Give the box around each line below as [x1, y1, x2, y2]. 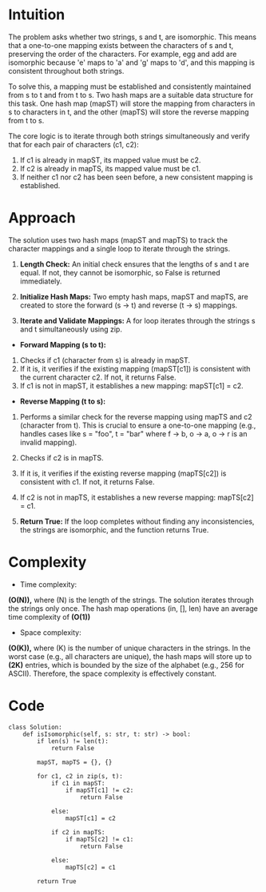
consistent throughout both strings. [8, 66, 125, 75]
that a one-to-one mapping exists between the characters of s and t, [8, 40, 234, 50]
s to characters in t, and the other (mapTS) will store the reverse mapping [8, 106, 249, 117]
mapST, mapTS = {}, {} [37, 758, 113, 766]
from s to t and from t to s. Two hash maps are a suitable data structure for [8, 90, 254, 99]
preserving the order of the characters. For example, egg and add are [8, 49, 237, 58]
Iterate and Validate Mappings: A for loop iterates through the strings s [19, 315, 256, 325]
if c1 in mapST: [50, 779, 105, 787]
